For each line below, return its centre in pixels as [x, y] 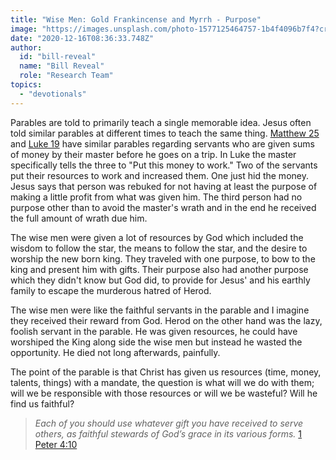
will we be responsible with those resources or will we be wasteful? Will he [164, 393]
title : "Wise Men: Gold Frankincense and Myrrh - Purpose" [136, 19]
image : [24, 29]
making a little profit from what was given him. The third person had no [156, 197]
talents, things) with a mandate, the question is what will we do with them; [162, 382]
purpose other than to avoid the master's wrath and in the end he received [163, 207]
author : [26, 47]
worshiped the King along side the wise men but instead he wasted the [156, 342]
